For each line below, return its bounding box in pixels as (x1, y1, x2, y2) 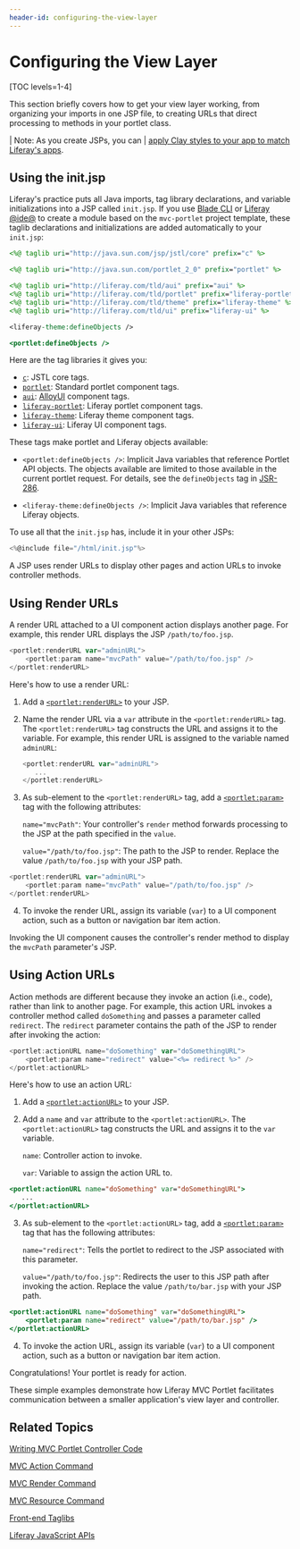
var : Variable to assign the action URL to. (21, 1167, 172, 1178)
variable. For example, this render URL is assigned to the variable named (21, 732, 290, 743)
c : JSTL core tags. (21, 372, 89, 383)
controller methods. (9, 569, 82, 581)
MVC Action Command (9, 1461, 94, 1471)
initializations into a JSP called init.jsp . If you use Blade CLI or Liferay (9, 203, 271, 215)
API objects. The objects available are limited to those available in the (21, 464, 277, 475)
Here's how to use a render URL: (9, 678, 129, 689)
